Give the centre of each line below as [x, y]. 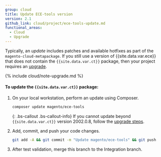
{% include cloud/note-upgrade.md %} [44, 76]
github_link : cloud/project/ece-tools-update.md [55, 23]
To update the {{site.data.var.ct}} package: [52, 87]
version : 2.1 [18, 19]
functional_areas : [24, 28]
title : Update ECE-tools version [39, 14]
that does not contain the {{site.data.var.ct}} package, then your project [80, 61]
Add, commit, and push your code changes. [56, 131]
